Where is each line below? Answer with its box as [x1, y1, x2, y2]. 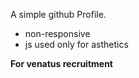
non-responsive [24, 28, 91, 39]
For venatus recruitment [10, 58, 113, 69]
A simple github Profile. [10, 9, 107, 20]
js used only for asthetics [24, 39, 129, 50]
